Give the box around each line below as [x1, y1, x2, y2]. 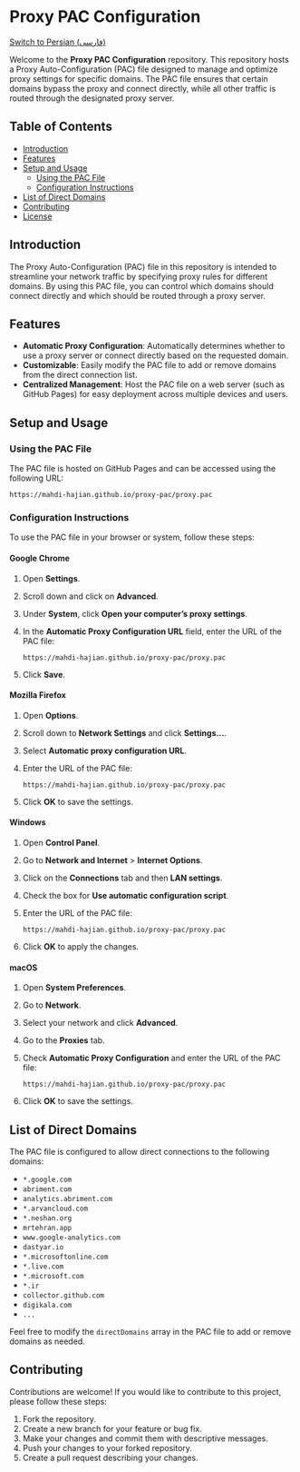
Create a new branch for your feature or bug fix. [22, 1423, 202, 1434]
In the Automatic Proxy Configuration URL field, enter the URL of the [22, 625, 283, 637]
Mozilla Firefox [9, 690, 66, 701]
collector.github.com [22, 1290, 104, 1300]
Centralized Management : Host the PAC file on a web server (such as [22, 379, 285, 390]
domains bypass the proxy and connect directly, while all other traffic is [9, 83, 276, 94]
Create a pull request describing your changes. [22, 1452, 198, 1463]
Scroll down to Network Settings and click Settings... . [22, 727, 227, 738]
